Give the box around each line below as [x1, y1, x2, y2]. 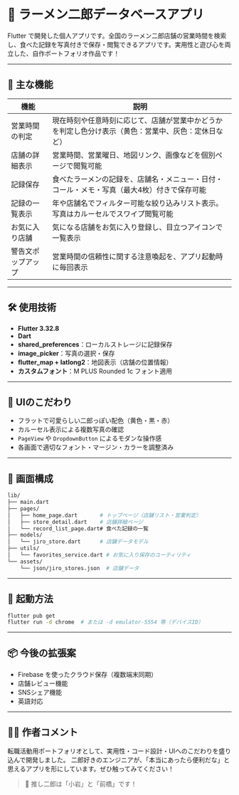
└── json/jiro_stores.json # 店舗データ [20, 564, 139, 572]
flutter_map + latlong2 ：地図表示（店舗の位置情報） [17, 357, 173, 367]
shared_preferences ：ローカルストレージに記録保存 [17, 339, 173, 349]
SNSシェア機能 [17, 688, 63, 697]
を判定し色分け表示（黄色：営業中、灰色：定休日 [52, 126, 216, 136]
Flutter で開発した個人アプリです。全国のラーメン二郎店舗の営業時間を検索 [7, 31, 227, 40]
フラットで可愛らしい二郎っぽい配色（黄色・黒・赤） [17, 416, 174, 425]
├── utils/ [7, 545, 40, 552]
